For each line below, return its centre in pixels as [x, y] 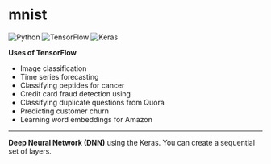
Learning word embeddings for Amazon [86, 119]
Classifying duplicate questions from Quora [92, 102]
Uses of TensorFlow [43, 52]
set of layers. [30, 151]
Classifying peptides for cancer [72, 85]
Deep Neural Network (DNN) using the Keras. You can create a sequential [132, 142]
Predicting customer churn [65, 111]
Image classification [53, 68]
